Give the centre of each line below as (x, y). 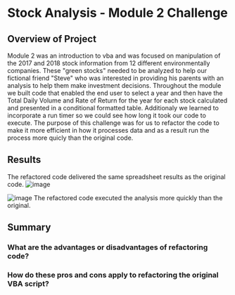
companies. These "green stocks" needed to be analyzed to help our (107, 71)
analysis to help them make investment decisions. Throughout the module (114, 85)
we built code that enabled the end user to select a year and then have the (115, 93)
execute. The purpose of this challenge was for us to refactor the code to (113, 123)
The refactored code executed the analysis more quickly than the (128, 197)
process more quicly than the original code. (70, 138)
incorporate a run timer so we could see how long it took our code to (107, 115)
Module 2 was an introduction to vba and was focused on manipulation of (114, 55)
